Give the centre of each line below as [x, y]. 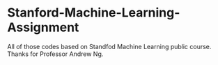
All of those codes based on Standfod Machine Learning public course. [109, 46]
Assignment [43, 27]
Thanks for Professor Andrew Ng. [55, 54]
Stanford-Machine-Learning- [94, 13]
